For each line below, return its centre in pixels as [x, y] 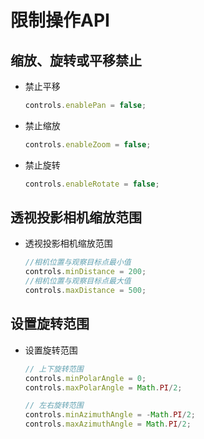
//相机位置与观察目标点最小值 [78, 262]
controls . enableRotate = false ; [92, 184]
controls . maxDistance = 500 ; [85, 291]
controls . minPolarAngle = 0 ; [85, 378]
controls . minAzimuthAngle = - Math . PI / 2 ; [110, 415]
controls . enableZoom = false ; [88, 144]
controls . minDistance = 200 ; [85, 272]
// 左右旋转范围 [54, 406]
